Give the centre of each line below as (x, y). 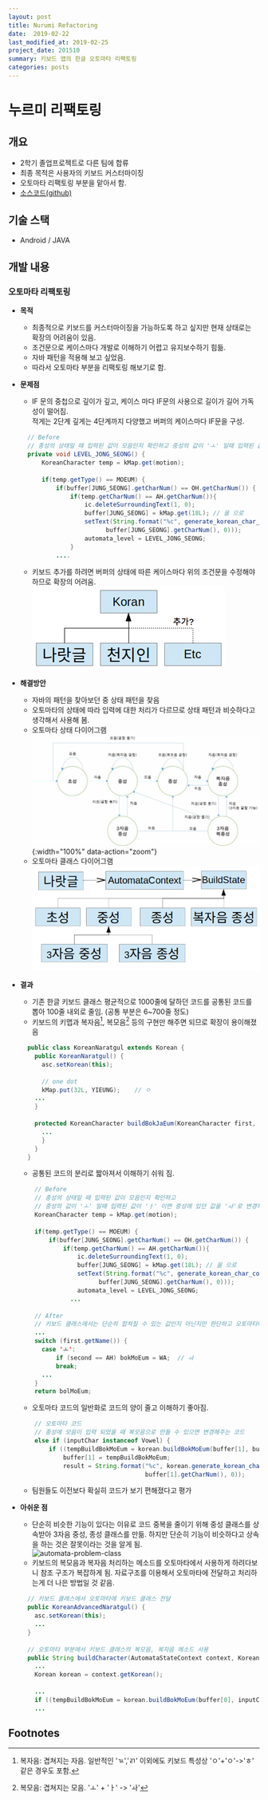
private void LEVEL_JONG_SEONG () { (87, 455)
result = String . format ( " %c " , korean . (127, 1466)
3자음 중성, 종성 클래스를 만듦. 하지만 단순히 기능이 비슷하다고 (149, 1534)
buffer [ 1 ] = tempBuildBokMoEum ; (116, 1457)
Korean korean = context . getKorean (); (99, 1675)
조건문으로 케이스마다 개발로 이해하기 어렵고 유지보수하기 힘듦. (128, 348)
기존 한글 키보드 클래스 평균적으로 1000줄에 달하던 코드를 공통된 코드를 (142, 1001)
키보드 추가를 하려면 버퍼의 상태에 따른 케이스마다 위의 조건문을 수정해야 (144, 571)
